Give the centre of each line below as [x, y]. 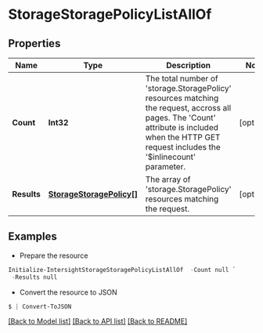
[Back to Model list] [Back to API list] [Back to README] [98, 321]
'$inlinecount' [171, 157]
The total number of [182, 78]
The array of [168, 179]
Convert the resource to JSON [68, 292]
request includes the [183, 147]
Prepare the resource [54, 255]
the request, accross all [188, 108]
